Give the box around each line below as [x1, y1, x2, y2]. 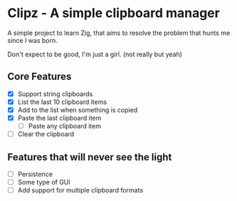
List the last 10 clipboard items [17, 98, 107, 106]
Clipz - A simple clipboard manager [7, 5, 221, 21]
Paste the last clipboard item [17, 113, 102, 122]
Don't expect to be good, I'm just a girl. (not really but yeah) [7, 50, 183, 58]
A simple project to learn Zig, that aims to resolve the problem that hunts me [7, 29, 231, 37]
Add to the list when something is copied [17, 105, 138, 114]
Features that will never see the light [7, 151, 172, 163]
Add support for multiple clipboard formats [17, 186, 144, 195]
